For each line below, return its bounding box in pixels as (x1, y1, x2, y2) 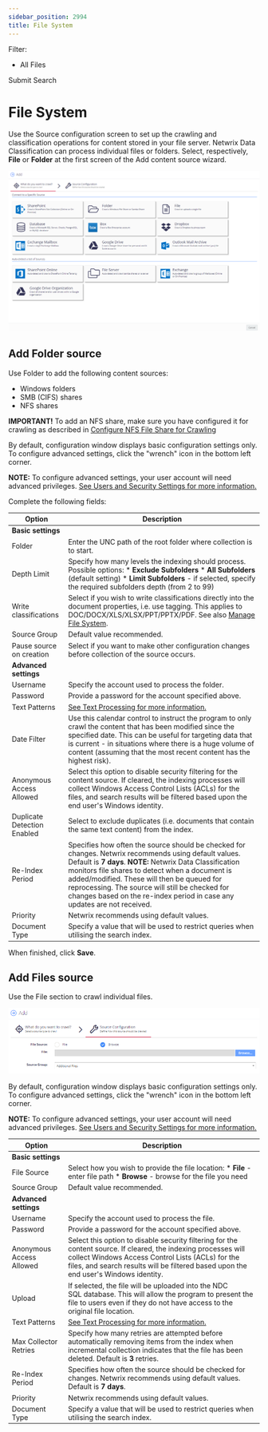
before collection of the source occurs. (67, 649, 195, 659)
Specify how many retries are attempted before (67, 1328, 223, 1338)
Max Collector (11, 1337, 58, 1347)
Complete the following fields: (8, 496, 107, 506)
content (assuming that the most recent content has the (67, 747, 250, 756)
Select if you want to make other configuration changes (67, 641, 250, 650)
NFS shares (19, 400, 58, 411)
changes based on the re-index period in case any (67, 891, 235, 900)
